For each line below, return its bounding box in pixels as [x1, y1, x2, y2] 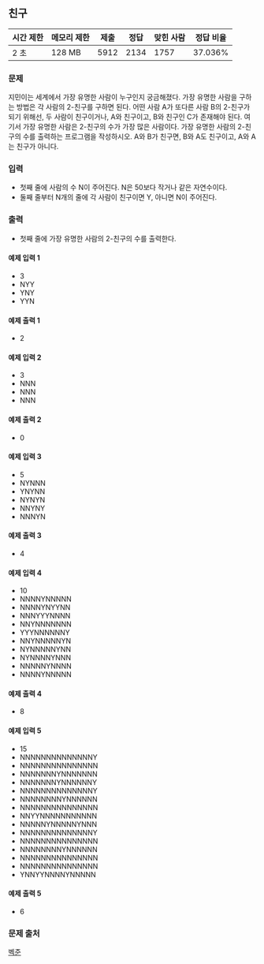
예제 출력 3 [8, 531, 42, 540]
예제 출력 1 [8, 316, 41, 325]
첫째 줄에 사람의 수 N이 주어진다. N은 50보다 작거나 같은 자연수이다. [19, 183, 228, 192]
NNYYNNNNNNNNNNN [19, 811, 97, 820]
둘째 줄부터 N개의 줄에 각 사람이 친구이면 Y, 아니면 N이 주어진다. [19, 192, 218, 202]
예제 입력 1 [8, 253, 41, 263]
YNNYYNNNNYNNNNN [19, 869, 96, 879]
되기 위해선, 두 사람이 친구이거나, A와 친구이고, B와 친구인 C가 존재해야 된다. [8, 112, 243, 121]
